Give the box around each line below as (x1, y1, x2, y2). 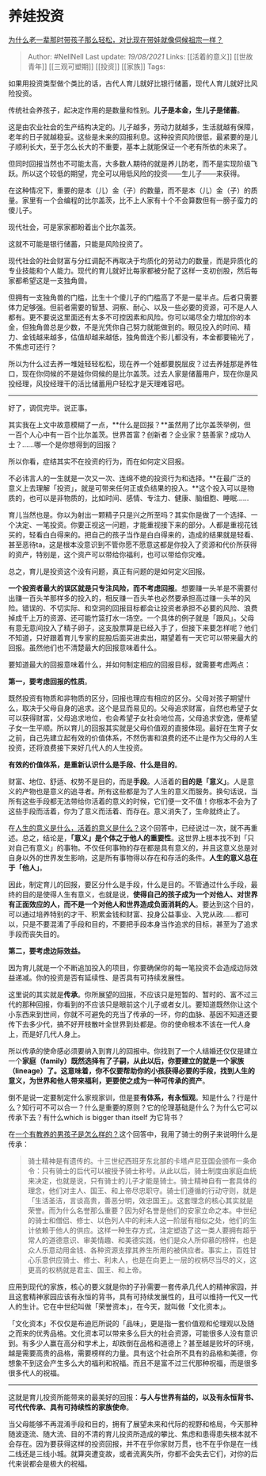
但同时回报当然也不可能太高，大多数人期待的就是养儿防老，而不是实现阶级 (8, 159, 251, 168)
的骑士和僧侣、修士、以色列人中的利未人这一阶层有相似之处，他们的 (27, 1215, 250, 1225)
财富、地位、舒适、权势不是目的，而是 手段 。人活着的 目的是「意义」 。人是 (8, 776, 248, 786)
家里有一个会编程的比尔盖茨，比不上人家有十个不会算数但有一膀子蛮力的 (21, 195, 258, 205)
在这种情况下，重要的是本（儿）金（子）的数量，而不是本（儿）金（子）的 (8, 185, 251, 195)
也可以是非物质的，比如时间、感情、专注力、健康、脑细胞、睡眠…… (28, 493, 249, 503)
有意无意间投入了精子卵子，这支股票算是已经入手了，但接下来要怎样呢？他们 (8, 623, 258, 633)
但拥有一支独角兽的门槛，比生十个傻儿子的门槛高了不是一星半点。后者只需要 (8, 293, 258, 302)
